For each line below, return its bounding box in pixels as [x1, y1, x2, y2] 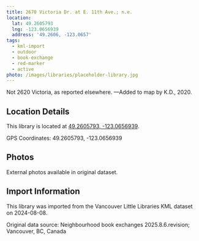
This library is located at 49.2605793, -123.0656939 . [6, 123, 140, 130]
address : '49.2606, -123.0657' [12, 32, 92, 38]
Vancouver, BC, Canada [6, 228, 66, 235]
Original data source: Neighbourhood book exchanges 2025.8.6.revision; [6, 221, 190, 228]
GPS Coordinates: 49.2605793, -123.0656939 [6, 134, 122, 142]
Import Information [6, 186, 80, 197]
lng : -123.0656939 [12, 26, 59, 33]
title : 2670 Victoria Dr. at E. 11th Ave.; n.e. [6, 9, 133, 15]
